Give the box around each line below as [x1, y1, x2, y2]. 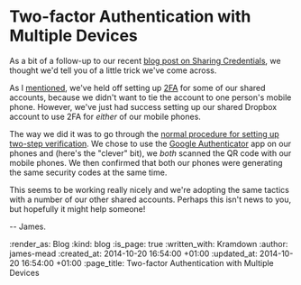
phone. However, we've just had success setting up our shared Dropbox [9, 101, 278, 112]
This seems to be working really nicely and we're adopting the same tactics [9, 184, 290, 195]
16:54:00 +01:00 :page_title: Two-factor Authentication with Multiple [21, 257, 275, 268]
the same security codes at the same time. [9, 167, 168, 178]
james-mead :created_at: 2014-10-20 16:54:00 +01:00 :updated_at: [9, 248, 259, 259]
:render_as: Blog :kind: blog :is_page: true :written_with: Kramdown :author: [9, 238, 288, 249]
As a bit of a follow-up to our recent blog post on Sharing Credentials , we [9, 55, 281, 66]
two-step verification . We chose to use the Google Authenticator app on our [9, 138, 291, 149]
